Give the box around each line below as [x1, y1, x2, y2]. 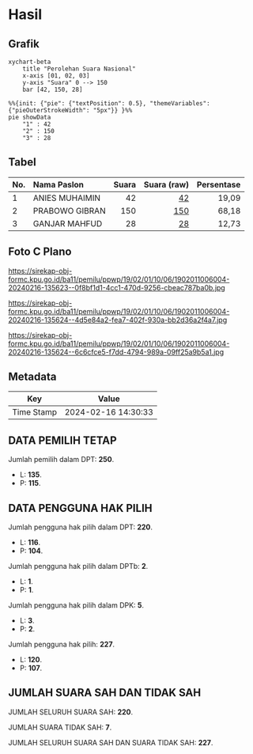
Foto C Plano [8, 245, 72, 259]
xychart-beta [8, 58, 51, 66]
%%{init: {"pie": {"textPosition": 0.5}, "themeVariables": [8, 100, 211, 108]
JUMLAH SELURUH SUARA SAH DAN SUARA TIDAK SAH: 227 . [8, 737, 213, 747]
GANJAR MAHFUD [32, 218, 103, 229]
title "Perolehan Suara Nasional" [22, 65, 136, 73]
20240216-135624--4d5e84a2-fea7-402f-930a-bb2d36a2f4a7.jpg [8, 315, 228, 324]
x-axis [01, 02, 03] [22, 72, 90, 80]
